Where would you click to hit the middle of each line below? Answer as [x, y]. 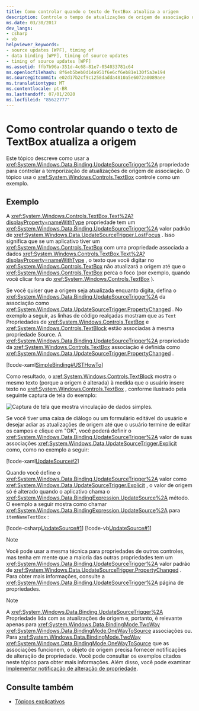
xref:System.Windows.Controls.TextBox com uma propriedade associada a [97, 248]
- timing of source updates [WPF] [49, 61]
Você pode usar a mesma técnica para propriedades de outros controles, [95, 551]
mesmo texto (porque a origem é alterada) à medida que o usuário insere [95, 383]
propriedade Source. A [34, 335]
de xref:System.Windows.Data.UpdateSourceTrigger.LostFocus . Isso [90, 235]
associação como [28, 303]
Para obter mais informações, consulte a [56, 577]
